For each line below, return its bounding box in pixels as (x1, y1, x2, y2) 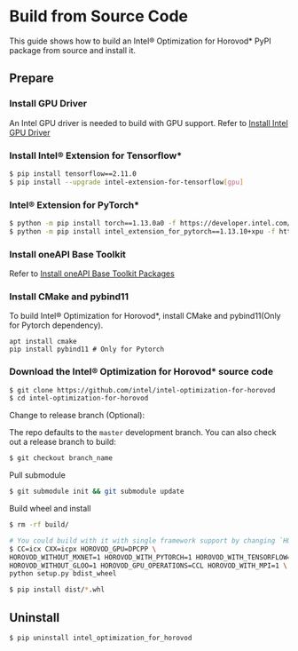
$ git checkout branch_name (9, 454, 114, 463)
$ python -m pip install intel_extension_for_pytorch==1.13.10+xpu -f (9, 226, 276, 236)
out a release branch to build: (9, 437, 117, 448)
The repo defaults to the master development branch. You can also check (9, 427, 277, 438)
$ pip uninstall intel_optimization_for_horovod (9, 633, 192, 643)
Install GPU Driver (9, 98, 87, 110)
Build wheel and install (9, 504, 91, 514)
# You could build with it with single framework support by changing (9, 536, 276, 545)
